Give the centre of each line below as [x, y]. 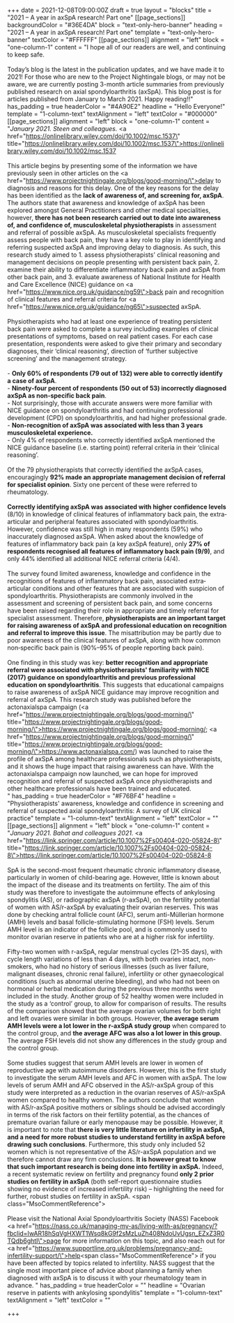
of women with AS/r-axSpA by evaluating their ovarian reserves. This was [113, 907]
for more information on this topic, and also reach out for [144, 1241]
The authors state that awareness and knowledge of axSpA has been [106, 203]
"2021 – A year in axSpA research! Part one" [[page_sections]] [96, 17]
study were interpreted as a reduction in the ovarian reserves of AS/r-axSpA [116, 1092]
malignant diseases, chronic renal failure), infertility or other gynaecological [116, 974]
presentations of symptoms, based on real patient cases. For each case [110, 336]
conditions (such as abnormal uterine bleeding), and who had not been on [114, 981]
